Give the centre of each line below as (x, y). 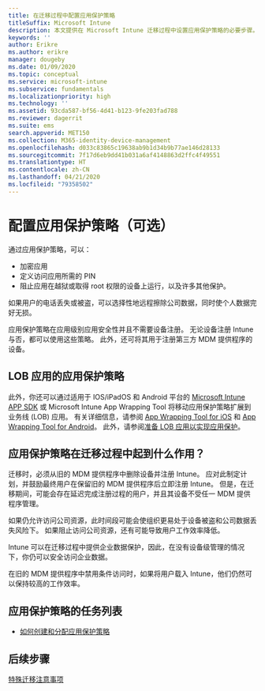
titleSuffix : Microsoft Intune (60, 23)
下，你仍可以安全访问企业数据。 (60, 557)
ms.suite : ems (32, 126)
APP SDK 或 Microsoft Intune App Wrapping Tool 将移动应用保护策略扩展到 (130, 407)
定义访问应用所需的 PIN (58, 276)
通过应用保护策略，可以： (50, 249)
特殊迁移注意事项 (36, 679)
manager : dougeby (37, 60)
